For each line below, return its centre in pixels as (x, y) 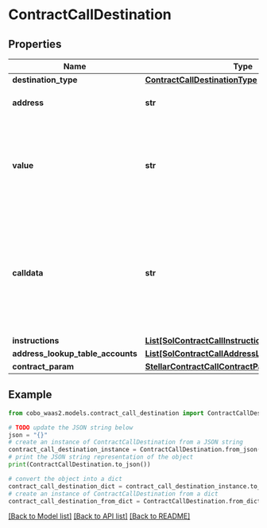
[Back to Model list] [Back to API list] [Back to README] (99, 516)
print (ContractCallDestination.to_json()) (79, 465)
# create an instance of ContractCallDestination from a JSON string (126, 442)
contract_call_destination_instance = (72, 450)
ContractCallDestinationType (201, 80)
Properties (35, 44)
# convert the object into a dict (66, 479)
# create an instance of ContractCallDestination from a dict (113, 494)
